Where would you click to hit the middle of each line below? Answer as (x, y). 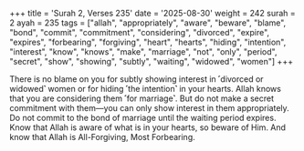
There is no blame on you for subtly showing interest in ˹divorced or (136, 79)
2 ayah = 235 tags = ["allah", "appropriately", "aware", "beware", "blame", (148, 23)
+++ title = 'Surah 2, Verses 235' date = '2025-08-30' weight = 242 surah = (153, 13)
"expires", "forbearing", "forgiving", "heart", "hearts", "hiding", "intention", (148, 42)
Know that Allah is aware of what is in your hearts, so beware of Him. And (147, 127)
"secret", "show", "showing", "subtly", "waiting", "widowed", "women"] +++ (152, 61)
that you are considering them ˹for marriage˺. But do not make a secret (142, 98)
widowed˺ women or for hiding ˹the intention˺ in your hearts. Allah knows (145, 89)
